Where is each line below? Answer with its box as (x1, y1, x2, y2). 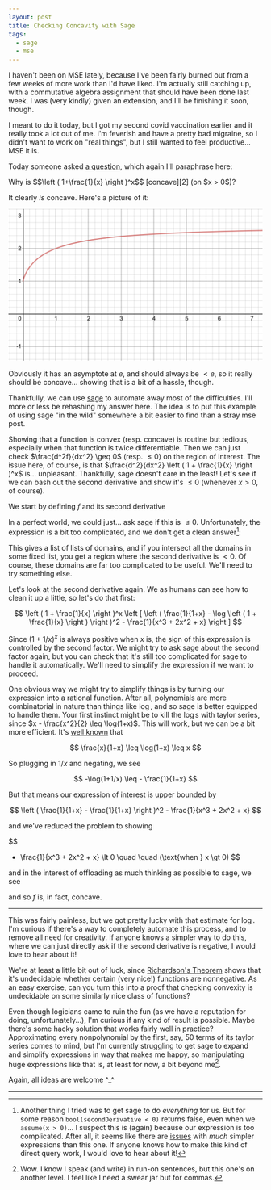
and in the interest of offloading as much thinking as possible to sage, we (8, 868, 252, 878)
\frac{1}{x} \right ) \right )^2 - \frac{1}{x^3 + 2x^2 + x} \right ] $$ (29, 618, 242, 626)
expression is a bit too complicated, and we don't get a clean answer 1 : (8, 526, 242, 537)
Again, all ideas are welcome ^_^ (8, 1075, 115, 1085)
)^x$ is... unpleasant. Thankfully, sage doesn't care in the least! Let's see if (8, 469, 256, 479)
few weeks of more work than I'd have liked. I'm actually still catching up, (8, 79, 252, 89)
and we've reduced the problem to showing (8, 820, 153, 831)
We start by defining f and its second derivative (8, 501, 166, 512)
